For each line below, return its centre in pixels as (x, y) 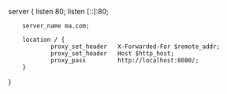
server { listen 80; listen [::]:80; (58, 11)
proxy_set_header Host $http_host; (112, 54)
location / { (44, 39)
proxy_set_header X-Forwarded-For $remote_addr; (135, 47)
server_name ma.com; (56, 26)
